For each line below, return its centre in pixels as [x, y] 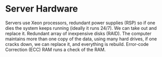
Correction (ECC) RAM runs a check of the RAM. [55, 49]
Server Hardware [42, 9]
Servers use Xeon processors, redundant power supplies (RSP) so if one [80, 23]
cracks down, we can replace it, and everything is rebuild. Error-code [77, 44]
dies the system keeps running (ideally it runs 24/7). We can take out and [81, 28]
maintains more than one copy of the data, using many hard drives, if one [81, 39]
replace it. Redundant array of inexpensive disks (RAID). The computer [78, 33]
